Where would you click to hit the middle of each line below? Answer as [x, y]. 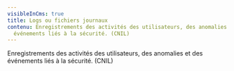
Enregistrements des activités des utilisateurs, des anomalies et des [105, 53]
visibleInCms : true [36, 14]
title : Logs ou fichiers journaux [58, 20]
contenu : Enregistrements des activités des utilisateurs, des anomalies [117, 27]
